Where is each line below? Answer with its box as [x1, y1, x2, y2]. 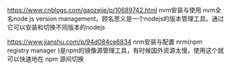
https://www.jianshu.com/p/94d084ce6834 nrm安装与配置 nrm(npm [7, 38, 203, 46]
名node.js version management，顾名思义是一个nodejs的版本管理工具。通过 [7, 14, 225, 23]
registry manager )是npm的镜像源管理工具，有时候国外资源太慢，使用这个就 [7, 47, 224, 54]
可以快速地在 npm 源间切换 [7, 55, 84, 63]
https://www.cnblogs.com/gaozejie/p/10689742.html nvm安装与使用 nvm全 [7, 6, 221, 14]
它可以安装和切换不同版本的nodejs [7, 23, 106, 31]
